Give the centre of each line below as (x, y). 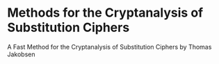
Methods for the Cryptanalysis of (105, 13)
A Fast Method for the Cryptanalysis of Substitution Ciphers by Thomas (109, 47)
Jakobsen (22, 54)
